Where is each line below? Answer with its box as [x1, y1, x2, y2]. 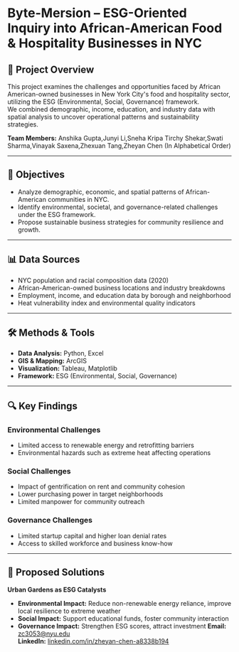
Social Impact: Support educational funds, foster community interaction [17, 614, 229, 623]
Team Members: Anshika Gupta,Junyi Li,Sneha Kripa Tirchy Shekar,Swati [7, 134, 223, 142]
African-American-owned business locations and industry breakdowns [17, 283, 225, 292]
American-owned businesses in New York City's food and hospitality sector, [7, 90, 231, 98]
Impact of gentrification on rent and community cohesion [17, 482, 185, 491]
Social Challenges [7, 466, 71, 476]
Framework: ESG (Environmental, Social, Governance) [17, 372, 178, 380]
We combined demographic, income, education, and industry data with [7, 105, 216, 113]
